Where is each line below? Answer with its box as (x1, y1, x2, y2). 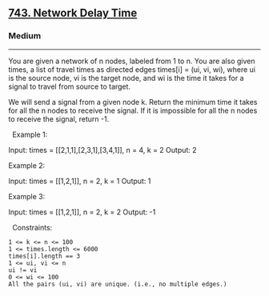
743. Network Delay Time (8, 6, 138, 20)
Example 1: (11, 130, 48, 139)
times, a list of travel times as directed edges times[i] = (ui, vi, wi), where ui (8, 64, 256, 74)
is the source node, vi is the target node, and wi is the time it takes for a (8, 73, 244, 82)
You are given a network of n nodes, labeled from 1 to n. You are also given (8, 56, 255, 66)
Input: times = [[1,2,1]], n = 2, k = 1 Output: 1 (8, 176, 151, 186)
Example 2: (8, 160, 46, 170)
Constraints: (11, 222, 53, 232)
